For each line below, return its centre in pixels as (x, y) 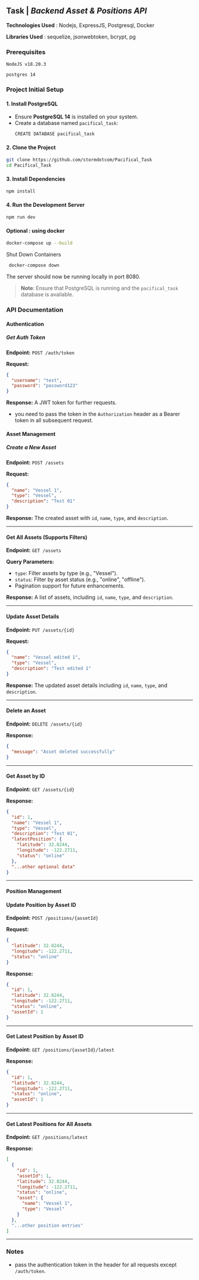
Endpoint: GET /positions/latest (47, 1137)
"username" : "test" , (37, 380)
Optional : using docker (36, 230)
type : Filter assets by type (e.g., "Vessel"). (66, 573)
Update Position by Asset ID (41, 904)
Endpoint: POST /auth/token (41, 352)
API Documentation (35, 310)
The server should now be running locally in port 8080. (73, 277)
